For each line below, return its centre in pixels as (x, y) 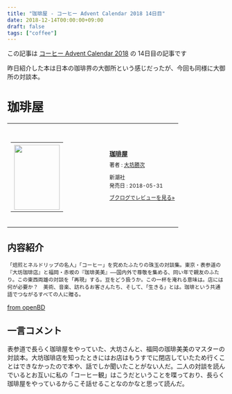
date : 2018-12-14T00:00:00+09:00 (55, 20)
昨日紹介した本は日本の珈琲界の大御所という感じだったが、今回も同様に (110, 68)
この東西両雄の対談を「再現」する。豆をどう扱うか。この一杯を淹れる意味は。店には (120, 280)
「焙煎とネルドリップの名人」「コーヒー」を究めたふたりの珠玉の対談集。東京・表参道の (114, 265)
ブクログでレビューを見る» (142, 198)
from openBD (26, 307)
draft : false (26, 26)
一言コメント (35, 331)
